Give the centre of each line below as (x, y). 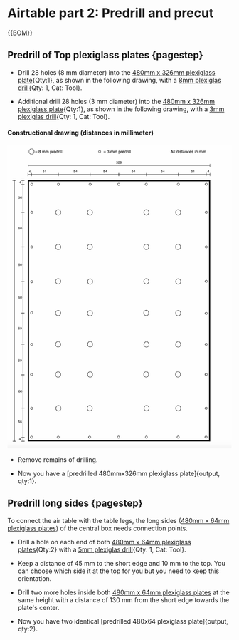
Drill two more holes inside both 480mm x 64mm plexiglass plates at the (123, 592)
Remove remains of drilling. (58, 459)
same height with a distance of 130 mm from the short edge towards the (123, 599)
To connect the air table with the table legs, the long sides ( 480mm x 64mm (118, 520)
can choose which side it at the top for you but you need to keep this (118, 571)
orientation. (34, 578)
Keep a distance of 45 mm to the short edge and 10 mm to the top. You (121, 563)
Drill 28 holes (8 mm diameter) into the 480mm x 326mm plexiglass (116, 72)
